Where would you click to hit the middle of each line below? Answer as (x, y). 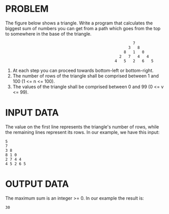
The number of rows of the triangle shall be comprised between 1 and (86, 76)
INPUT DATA (32, 113)
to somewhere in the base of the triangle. (48, 34)
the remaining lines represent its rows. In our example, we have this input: (82, 132)
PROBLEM (27, 9)
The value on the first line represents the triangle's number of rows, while (82, 127)
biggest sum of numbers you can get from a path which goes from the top (83, 28)
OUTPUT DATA (37, 184)
